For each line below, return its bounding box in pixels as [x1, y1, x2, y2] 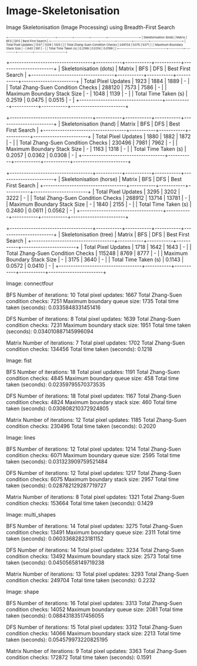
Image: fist [6, 357, 32, 364]
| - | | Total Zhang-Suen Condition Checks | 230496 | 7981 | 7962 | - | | [6, 139, 178, 146]
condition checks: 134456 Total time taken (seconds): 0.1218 [6, 345, 153, 352]
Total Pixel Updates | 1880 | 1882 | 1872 [95, 133, 191, 140]
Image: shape [6, 588, 39, 595]
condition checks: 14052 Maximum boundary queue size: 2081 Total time [6, 606, 183, 613]
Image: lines [6, 434, 36, 441]
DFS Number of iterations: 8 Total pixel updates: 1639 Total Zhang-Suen [6, 315, 181, 322]
